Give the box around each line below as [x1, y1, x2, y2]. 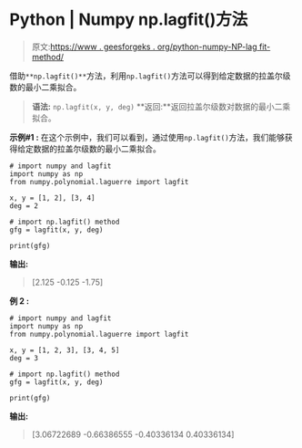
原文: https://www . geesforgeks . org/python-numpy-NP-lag [31, 41, 257, 52]
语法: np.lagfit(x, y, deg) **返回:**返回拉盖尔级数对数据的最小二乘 [31, 100, 291, 111]
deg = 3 [9, 353, 39, 362]
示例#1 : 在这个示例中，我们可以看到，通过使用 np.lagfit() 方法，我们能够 [9, 131, 285, 142]
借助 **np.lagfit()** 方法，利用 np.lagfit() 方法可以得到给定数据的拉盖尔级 [9, 70, 291, 81]
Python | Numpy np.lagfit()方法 [9, 9, 248, 30]
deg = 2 [9, 201, 39, 211]
